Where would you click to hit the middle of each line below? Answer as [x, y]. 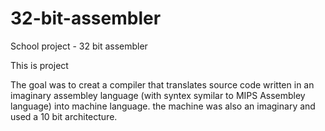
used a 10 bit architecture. [64, 116]
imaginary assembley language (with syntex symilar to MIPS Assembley [158, 95]
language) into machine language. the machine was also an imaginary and [163, 106]
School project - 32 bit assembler [79, 46]
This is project [39, 65]
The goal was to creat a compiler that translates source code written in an [162, 84]
